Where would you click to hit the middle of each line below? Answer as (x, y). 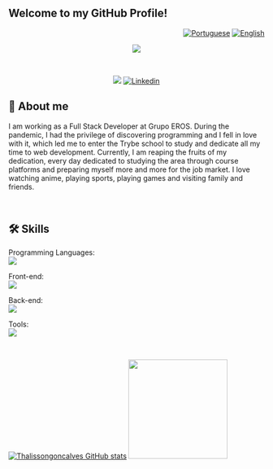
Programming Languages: (52, 252)
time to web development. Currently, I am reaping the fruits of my (118, 152)
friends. (22, 186)
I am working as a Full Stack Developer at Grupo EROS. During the (119, 126)
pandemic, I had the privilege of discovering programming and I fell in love (133, 134)
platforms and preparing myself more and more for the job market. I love (129, 169)
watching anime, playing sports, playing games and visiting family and (126, 178)
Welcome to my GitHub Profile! (88, 13)
